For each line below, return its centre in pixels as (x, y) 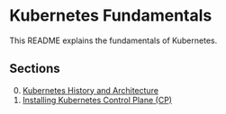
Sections (35, 69)
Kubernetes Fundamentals (111, 16)
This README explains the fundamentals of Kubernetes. (113, 40)
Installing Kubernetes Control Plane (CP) (97, 100)
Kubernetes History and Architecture (90, 90)
